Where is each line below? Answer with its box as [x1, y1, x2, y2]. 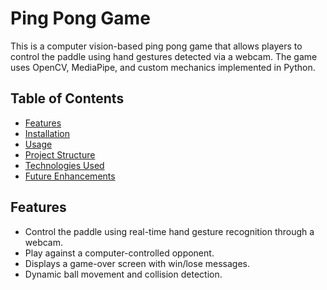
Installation [24, 127, 71, 139]
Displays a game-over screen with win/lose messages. [24, 257, 250, 269]
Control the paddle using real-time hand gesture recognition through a [24, 225, 315, 237]
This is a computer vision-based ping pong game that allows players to [10, 40, 303, 52]
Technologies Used [24, 159, 105, 171]
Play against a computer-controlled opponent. [24, 247, 215, 259]
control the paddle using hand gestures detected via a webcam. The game [10, 50, 318, 62]
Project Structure [24, 148, 96, 161]
